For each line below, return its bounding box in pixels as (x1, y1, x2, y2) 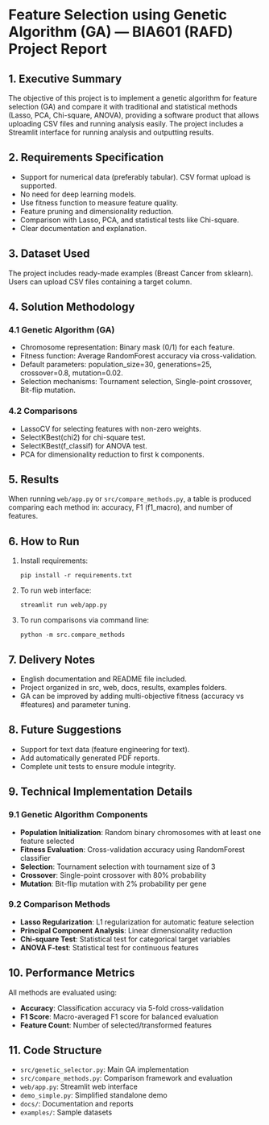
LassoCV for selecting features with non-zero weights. (19, 424, 201, 433)
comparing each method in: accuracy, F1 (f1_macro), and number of (8, 503, 234, 512)
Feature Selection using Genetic (8, 6, 227, 24)
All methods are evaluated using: (8, 987, 118, 997)
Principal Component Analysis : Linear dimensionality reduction (19, 925, 233, 935)
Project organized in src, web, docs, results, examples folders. (19, 683, 227, 693)
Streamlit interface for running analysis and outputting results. (8, 127, 214, 137)
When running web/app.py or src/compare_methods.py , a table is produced (8, 494, 252, 504)
